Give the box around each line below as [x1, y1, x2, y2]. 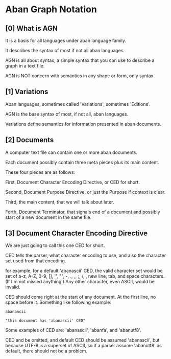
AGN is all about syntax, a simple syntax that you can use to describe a [5, 57, 155, 63]
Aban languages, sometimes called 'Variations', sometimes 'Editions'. [5, 101, 151, 107]
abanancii [5, 309, 27, 315]
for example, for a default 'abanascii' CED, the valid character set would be [5, 267, 163, 274]
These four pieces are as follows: [5, 169, 76, 175]
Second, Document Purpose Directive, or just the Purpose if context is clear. [5, 189, 166, 195]
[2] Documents [5, 136, 54, 144]
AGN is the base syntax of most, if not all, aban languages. [5, 111, 129, 117]
